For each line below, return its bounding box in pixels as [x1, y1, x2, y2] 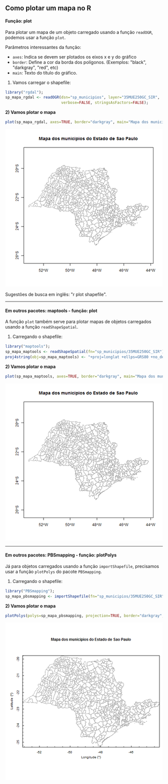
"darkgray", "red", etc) [12, 64, 58, 70]
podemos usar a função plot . [5, 34, 66, 40]
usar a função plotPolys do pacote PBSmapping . [5, 568, 102, 574]
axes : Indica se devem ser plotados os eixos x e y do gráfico [12, 53, 136, 59]
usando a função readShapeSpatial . [5, 324, 78, 330]
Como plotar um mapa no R [5, 4, 91, 12]
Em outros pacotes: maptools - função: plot [5, 307, 97, 313]
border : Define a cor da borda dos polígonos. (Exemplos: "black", [12, 59, 146, 65]
